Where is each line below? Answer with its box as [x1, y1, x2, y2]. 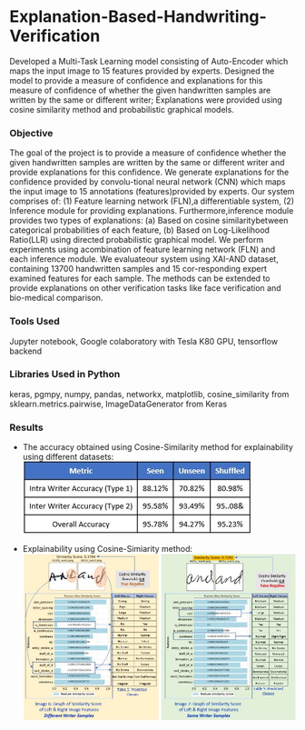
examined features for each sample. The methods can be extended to [9, 273, 271, 284]
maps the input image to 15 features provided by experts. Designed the [9, 65, 275, 76]
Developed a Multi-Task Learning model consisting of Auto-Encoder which [9, 55, 289, 66]
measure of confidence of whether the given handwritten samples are [9, 85, 271, 95]
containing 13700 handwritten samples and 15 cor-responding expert [9, 264, 268, 275]
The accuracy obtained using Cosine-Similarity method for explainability [22, 442, 293, 453]
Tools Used [9, 315, 61, 328]
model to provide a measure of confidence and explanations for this [9, 75, 263, 85]
